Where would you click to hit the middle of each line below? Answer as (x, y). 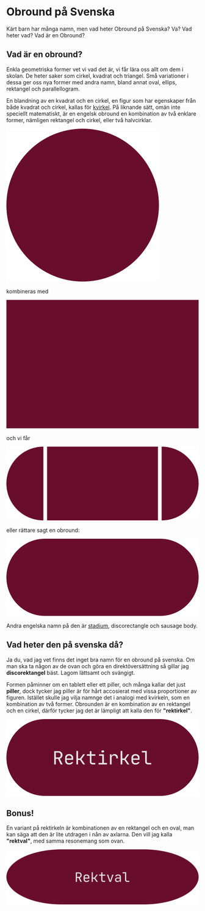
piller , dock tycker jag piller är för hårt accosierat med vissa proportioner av (102, 691)
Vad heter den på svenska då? (65, 645)
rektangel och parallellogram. (43, 89)
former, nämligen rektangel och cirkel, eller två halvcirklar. (79, 120)
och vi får (18, 438)
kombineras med (27, 291)
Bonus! (20, 813)
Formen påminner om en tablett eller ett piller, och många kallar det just (96, 684)
